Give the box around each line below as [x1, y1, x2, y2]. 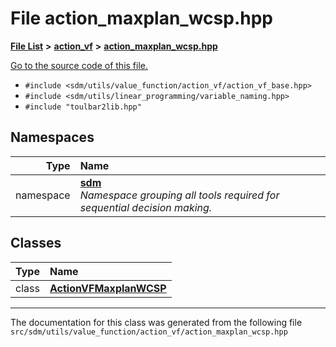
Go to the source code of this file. [10, 59, 149, 71]
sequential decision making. [79, 200, 213, 214]
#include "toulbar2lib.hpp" [24, 102, 142, 112]
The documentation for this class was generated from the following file [10, 316, 303, 328]
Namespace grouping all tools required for [79, 188, 280, 202]
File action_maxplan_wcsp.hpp [10, 7, 273, 30]
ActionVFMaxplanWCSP [49, 281, 167, 295]
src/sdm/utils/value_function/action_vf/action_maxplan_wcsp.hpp [10, 327, 288, 337]
